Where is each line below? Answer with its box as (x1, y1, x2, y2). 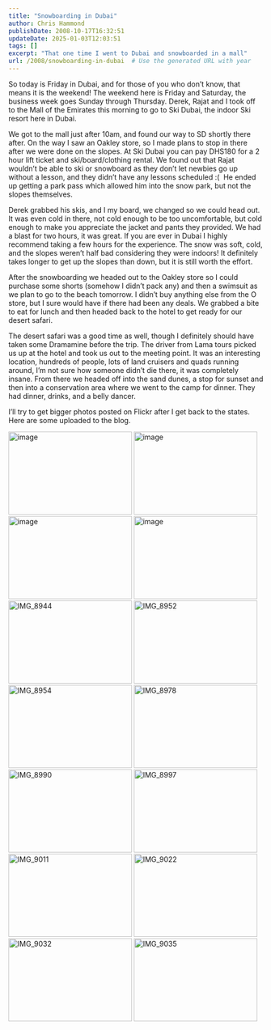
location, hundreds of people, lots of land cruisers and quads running (8, 357, 239, 367)
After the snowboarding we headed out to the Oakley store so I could (8, 272, 239, 282)
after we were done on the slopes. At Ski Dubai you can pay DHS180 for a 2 (8, 146, 260, 156)
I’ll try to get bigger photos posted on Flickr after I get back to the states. (8, 406, 251, 417)
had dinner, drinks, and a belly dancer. (8, 391, 136, 401)
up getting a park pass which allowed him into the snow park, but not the (8, 180, 252, 190)
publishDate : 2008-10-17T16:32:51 (8, 27, 125, 35)
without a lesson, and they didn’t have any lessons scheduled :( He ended (8, 172, 256, 182)
